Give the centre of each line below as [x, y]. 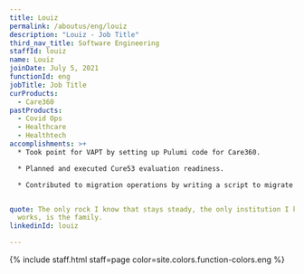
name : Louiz [32, 60]
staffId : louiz [38, 52]
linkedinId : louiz [44, 226]
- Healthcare [42, 128]
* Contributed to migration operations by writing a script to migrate [156, 185]
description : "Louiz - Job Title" [75, 34]
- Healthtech [42, 136]
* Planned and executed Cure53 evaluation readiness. [121, 168]
